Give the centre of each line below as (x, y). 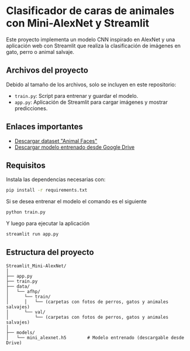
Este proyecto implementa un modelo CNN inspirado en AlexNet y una (91, 39)
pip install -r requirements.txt (47, 190)
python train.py (26, 212)
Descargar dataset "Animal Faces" (56, 141)
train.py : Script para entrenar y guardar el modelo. (76, 96)
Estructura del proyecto (50, 252)
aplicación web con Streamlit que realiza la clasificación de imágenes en (94, 46)
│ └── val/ (26, 312)
